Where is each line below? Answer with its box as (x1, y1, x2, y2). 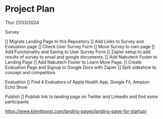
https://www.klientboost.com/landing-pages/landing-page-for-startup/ (5, 108, 147, 114)
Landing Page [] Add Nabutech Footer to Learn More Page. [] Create (5, 59, 142, 65)
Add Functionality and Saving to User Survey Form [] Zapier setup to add (5, 49, 150, 55)
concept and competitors (5, 69, 56, 75)
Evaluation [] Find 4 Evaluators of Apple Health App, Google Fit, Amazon (5, 79, 149, 85)
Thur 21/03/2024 (5, 20, 39, 25)
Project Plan (5, 3, 55, 15)
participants (5, 99, 29, 104)
